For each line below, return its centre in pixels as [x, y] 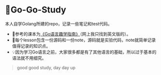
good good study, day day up [46, 67]
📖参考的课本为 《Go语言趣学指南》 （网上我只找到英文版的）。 [71, 34]
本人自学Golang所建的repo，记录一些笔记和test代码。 [59, 24]
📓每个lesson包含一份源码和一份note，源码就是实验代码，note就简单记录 [84, 40]
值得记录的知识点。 [31, 46]
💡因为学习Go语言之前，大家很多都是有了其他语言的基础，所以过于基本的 [84, 52]
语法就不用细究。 [29, 58]
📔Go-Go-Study [36, 10]
